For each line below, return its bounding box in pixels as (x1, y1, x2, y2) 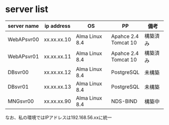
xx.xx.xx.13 (44, 83, 71, 90)
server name (8, 22, 39, 29)
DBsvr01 (8, 83, 29, 90)
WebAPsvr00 (8, 36, 39, 43)
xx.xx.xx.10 (44, 36, 71, 43)
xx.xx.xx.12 (44, 69, 71, 76)
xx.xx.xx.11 (44, 53, 71, 60)
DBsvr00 (8, 69, 29, 76)
